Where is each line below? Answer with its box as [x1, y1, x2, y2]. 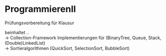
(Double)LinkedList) [5, 40, 46, 46]
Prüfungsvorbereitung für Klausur [5, 20, 75, 26]
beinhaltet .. [5, 29, 30, 35]
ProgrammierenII [5, 3, 76, 15]
